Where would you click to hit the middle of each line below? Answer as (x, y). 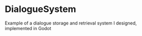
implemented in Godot (28, 28)
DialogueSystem (40, 9)
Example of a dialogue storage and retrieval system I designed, (71, 23)
